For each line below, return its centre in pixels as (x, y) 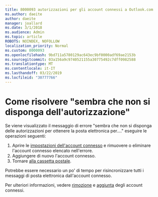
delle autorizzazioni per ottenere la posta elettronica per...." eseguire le (76, 131)
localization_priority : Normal (37, 46)
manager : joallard (24, 23)
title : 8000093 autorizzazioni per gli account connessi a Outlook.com (79, 10)
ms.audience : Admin (25, 32)
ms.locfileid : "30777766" (31, 78)
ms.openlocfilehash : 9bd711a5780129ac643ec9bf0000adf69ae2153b (70, 55)
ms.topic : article (24, 37)
